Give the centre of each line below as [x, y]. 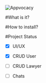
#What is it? [17, 17]
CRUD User [24, 56]
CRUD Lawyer [27, 66]
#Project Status [21, 37]
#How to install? [22, 27]
